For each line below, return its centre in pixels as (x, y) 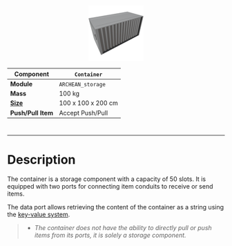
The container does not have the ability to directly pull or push (123, 228)
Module (21, 84)
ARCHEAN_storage (82, 84)
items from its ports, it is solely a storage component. (110, 235)
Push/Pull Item (32, 113)
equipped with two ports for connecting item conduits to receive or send (110, 187)
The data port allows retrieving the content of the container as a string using (116, 207)
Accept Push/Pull (84, 113)
